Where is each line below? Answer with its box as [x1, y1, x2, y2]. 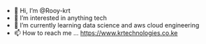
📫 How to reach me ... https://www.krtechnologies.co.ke [13, 29, 178, 37]
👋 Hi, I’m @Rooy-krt [13, 7, 71, 14]
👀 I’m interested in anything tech [13, 14, 107, 22]
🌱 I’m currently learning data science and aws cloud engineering [13, 21, 200, 29]
